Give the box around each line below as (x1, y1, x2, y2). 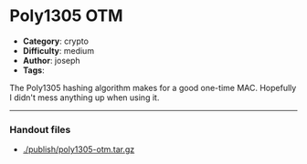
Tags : (22, 65, 45, 76)
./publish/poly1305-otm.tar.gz (22, 144, 135, 155)
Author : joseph (22, 55, 80, 66)
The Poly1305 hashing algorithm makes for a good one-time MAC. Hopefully (9, 82, 297, 93)
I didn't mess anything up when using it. (9, 92, 160, 103)
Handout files (9, 123, 71, 136)
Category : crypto (22, 36, 90, 46)
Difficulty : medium (22, 45, 94, 56)
